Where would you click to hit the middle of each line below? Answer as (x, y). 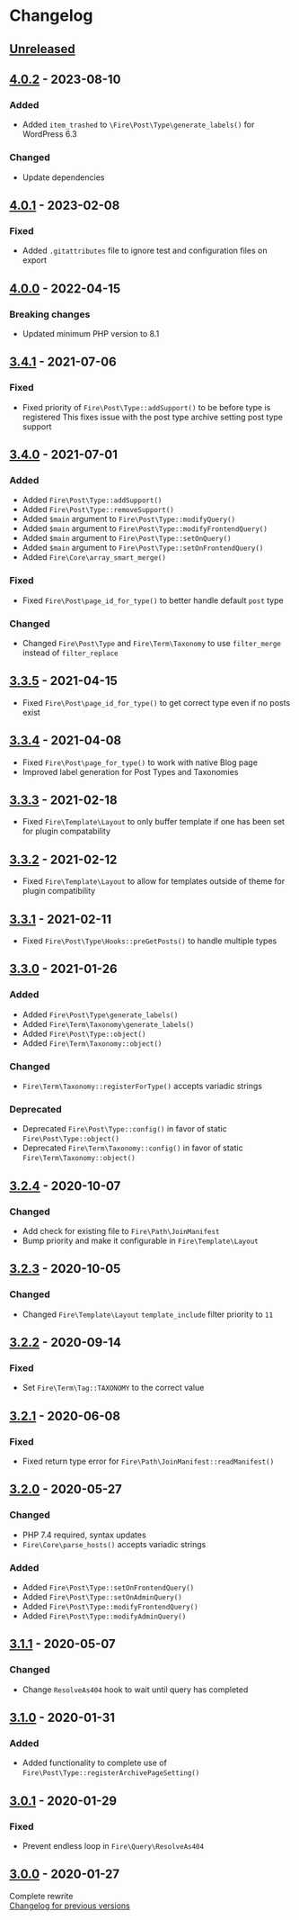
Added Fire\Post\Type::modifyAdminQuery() (104, 1616)
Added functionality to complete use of (95, 1763)
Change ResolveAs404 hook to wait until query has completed (135, 1690)
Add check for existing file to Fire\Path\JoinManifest (121, 1230)
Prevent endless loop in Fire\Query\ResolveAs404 (113, 1846)
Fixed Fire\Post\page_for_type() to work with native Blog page (140, 762)
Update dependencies (63, 177)
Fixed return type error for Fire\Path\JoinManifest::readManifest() (148, 1461)
